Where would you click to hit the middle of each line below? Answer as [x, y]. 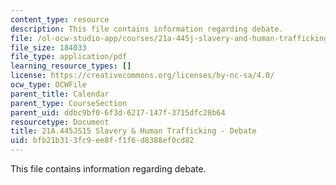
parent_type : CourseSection [69, 103]
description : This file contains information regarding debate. [147, 29]
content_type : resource [60, 19]
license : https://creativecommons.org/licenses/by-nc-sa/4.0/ [142, 76]
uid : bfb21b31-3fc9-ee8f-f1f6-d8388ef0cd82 [102, 141]
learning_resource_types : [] [71, 66]
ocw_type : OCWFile [48, 85]
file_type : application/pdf [69, 57]
